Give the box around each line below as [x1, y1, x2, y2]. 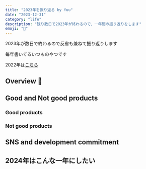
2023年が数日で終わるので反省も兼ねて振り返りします [5, 41, 118, 47]
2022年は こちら [5, 62, 39, 68]
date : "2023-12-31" [5, 12, 46, 17]
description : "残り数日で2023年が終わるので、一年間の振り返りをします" [5, 21, 142, 27]
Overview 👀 [5, 76, 42, 86]
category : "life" [5, 17, 42, 22]
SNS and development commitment [5, 138, 119, 146]
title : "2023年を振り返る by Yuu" [5, 7, 73, 13]
